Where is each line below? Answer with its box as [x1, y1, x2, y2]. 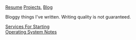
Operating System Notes [5, 29, 57, 34]
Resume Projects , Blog [5, 4, 53, 10]
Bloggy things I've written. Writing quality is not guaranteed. [5, 14, 131, 19]
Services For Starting [5, 23, 50, 29]
